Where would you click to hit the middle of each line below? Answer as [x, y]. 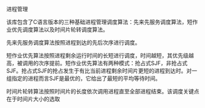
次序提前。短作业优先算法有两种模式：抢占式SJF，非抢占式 [113, 63]
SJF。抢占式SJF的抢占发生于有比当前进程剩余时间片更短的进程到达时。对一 [102, 71]
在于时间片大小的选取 [33, 99]
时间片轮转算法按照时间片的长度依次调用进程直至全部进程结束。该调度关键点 [103, 91]
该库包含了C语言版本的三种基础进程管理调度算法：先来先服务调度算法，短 [99, 22]
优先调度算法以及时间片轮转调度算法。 [60, 30]
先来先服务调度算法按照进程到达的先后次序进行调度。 [73, 42]
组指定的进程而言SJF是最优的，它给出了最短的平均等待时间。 [84, 78]
